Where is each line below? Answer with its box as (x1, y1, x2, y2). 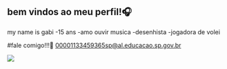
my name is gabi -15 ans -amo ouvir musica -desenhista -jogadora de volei (7, 27, 221, 36)
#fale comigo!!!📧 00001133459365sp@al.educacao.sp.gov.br (7, 41, 181, 49)
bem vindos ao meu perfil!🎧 (7, 6, 132, 18)
